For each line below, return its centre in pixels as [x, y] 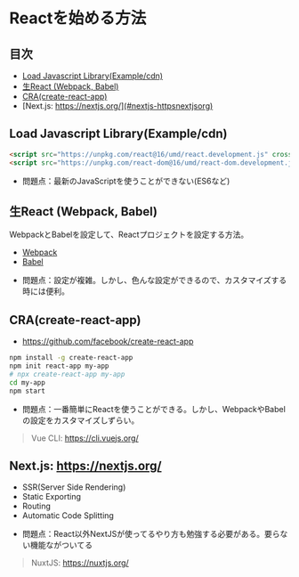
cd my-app [28, 382]
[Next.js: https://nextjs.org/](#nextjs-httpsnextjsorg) [117, 106]
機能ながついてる [61, 545]
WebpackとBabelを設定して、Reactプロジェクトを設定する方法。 [129, 235]
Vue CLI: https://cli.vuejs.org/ [85, 438]
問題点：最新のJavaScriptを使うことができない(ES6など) [126, 181]
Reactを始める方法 [78, 18]
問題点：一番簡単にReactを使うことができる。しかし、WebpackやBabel [154, 409]
